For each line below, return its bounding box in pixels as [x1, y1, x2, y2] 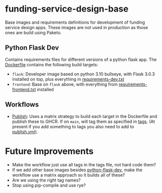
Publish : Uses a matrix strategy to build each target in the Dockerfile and [12, 113, 158, 119]
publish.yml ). [12, 129, 38, 134]
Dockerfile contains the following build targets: [5, 61, 98, 67]
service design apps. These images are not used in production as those [5, 24, 148, 30]
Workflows [5, 101, 39, 109]
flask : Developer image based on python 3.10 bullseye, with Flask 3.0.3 [12, 71, 155, 77]
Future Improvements [5, 146, 94, 157]
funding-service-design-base [5, 3, 129, 15]
